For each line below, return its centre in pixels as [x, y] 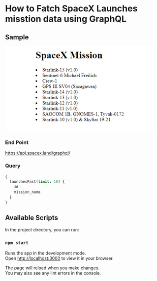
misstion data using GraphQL [66, 19]
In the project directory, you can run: [42, 229]
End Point [17, 142]
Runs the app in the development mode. [46, 253]
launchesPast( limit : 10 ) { [37, 182]
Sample [17, 37]
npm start [17, 243]
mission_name [27, 192]
